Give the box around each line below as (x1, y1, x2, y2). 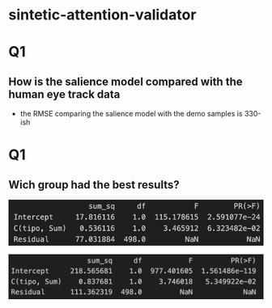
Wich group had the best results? (8, 178, 180, 192)
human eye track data (8, 87, 121, 101)
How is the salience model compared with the (8, 74, 243, 88)
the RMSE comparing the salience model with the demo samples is (19, 109, 243, 119)
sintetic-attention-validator (8, 6, 197, 24)
